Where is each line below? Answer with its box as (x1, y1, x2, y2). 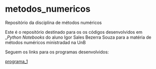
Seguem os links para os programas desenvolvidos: (5, 49, 109, 55)
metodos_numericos (5, 3, 91, 15)
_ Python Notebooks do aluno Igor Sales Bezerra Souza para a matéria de (5, 34, 152, 40)
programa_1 (5, 58, 28, 64)
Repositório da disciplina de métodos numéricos (5, 20, 102, 25)
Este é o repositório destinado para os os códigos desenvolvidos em (5, 29, 143, 35)
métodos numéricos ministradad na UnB (5, 39, 86, 45)
